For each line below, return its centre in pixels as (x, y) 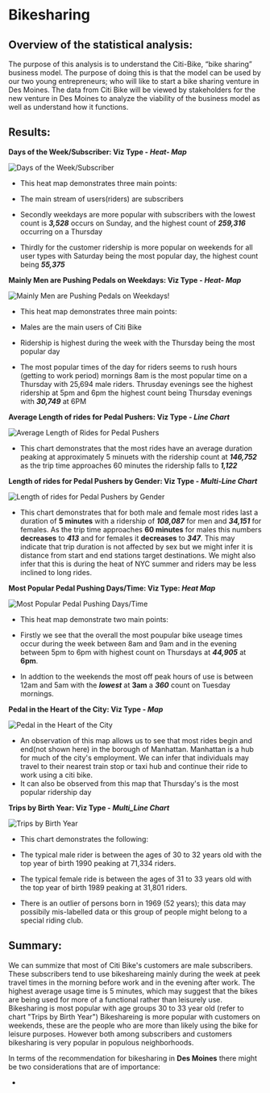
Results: (29, 132)
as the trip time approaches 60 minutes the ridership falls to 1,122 (129, 465)
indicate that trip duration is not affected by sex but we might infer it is (137, 546)
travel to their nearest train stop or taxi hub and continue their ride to (134, 766)
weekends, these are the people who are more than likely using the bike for (133, 1025)
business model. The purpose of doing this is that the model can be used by (135, 73)
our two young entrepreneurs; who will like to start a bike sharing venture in (134, 81)
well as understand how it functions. (69, 107)
